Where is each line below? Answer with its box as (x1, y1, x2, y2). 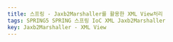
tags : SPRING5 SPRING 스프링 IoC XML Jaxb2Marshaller (7, 17, 166, 24)
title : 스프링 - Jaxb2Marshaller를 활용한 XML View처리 (7, 10, 164, 18)
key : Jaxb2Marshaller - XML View (7, 23, 107, 31)
